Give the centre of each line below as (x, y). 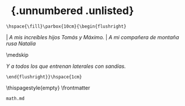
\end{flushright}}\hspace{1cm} (44, 77)
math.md (15, 98)
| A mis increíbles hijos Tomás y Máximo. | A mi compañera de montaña (92, 37)
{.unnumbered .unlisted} (72, 11)
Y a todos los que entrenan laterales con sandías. (66, 66)
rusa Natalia (21, 43)
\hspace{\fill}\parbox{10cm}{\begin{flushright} (66, 26)
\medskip (18, 54)
